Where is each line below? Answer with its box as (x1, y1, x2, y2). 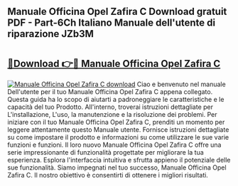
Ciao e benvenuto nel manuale (136, 80, 226, 88)
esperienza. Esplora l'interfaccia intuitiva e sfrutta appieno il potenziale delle (7, 156, 231, 164)
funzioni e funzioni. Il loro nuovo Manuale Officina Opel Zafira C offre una (7, 140, 222, 149)
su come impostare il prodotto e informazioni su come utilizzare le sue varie (7, 133, 229, 141)
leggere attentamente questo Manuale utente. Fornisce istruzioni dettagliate (7, 125, 229, 134)
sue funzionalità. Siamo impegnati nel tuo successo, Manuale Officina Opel (7, 163, 227, 172)
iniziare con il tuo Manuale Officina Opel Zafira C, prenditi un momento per (7, 118, 225, 126)
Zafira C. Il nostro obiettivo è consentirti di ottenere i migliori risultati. (7, 171, 208, 179)
